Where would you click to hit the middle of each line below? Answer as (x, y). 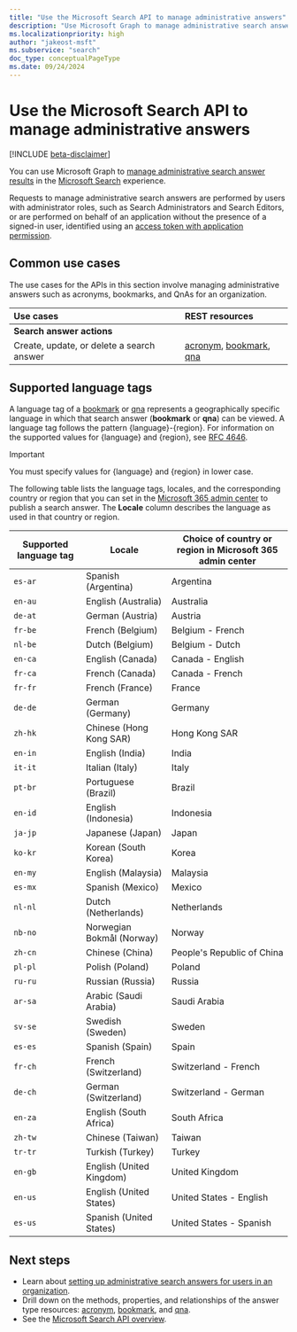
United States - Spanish (221, 1223)
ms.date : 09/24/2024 (47, 67)
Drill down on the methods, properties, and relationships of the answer (151, 1300)
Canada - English (208, 659)
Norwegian (108, 927)
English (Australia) (124, 602)
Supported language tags (81, 388)
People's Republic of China (227, 953)
